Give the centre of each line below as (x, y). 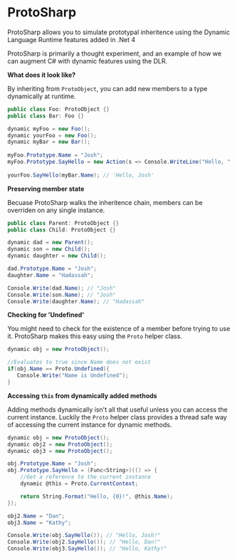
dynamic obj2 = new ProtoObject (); (60, 444)
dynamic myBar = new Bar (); (49, 142)
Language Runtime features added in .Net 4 (72, 39)
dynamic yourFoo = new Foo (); (52, 135)
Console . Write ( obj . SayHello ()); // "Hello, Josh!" (84, 536)
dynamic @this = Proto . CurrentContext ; (79, 484)
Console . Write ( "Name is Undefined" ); (73, 376)
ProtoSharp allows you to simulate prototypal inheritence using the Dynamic (118, 32)
